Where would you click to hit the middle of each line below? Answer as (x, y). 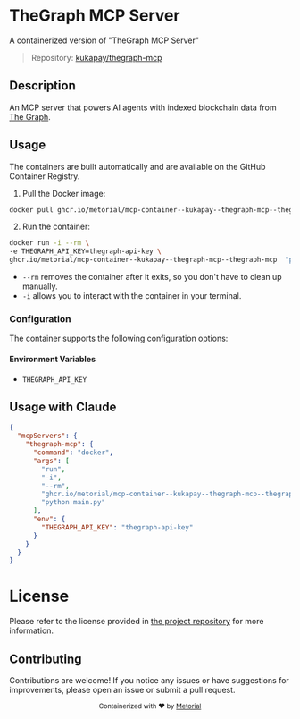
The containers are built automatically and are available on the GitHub (137, 166)
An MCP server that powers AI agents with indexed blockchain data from (143, 107)
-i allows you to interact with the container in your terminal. (132, 296)
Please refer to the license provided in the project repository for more (137, 622)
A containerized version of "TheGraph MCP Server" (104, 40)
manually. (40, 286)
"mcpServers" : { (47, 436)
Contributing (46, 659)
